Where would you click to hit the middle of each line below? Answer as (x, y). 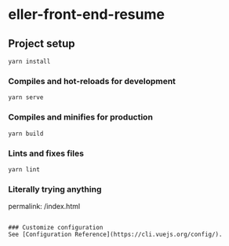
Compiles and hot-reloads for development (92, 81)
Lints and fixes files (46, 153)
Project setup (42, 44)
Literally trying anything (55, 189)
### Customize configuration (56, 228)
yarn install (29, 61)
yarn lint (24, 169)
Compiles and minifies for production (80, 117)
